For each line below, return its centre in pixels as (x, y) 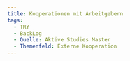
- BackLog (28, 33)
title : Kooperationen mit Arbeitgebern (65, 14)
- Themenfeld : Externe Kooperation (65, 46)
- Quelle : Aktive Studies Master (62, 40)
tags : (15, 20)
